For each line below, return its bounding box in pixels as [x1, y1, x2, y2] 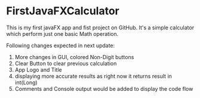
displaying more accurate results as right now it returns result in [14, 72, 172, 79]
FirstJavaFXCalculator [6, 4, 119, 18]
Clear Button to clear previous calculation [14, 60, 117, 67]
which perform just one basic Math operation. [6, 30, 119, 37]
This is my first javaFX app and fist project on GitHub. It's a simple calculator [6, 24, 195, 31]
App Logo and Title [14, 66, 62, 73]
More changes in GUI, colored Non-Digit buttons [14, 53, 134, 60]
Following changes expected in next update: [6, 42, 115, 49]
